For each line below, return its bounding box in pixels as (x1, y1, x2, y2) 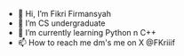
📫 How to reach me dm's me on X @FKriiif (17, 37, 176, 48)
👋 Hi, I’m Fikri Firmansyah (17, 9, 111, 19)
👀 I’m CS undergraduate (17, 18, 106, 28)
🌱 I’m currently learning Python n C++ (17, 28, 157, 37)
